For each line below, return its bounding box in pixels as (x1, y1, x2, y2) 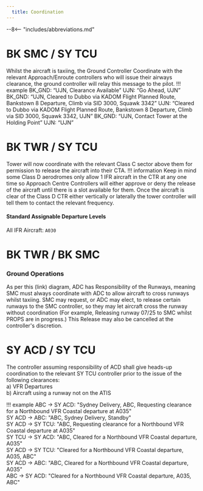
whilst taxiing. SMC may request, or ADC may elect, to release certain (6, 296, 181, 304)
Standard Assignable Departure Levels (6, 213, 106, 220)
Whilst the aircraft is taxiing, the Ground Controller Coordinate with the (6, 67, 183, 74)
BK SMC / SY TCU (6, 47, 97, 61)
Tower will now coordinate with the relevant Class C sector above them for (6, 160, 193, 167)
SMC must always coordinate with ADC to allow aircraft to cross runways (6, 290, 190, 297)
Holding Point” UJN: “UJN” (6, 119, 74, 126)
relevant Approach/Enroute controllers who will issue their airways (6, 74, 173, 81)
